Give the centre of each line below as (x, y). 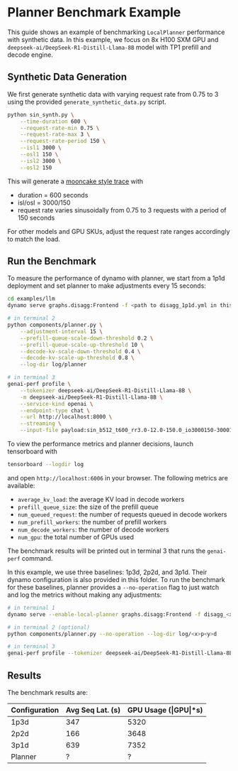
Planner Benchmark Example (94, 12)
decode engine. (30, 55)
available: (21, 485)
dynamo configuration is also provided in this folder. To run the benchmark (116, 579)
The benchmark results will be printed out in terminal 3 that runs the (107, 551)
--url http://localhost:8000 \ (66, 417)
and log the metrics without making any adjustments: (85, 595)
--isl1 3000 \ (41, 148)
